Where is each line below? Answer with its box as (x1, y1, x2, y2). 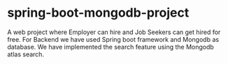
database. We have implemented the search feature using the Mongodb (7, 42, 215, 51)
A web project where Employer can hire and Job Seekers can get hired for (7, 28, 221, 36)
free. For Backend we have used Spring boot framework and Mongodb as (7, 35, 219, 43)
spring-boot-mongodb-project (7, 5, 190, 21)
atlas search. (7, 50, 44, 58)
